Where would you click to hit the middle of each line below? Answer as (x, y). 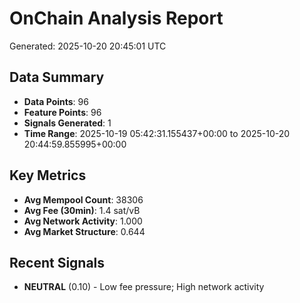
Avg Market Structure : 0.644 (84, 231)
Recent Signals (57, 262)
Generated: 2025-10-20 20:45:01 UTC (88, 46)
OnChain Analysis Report (116, 18)
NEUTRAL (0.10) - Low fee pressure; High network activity (144, 287)
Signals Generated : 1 (67, 123)
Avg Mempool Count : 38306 (83, 199)
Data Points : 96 (56, 101)
